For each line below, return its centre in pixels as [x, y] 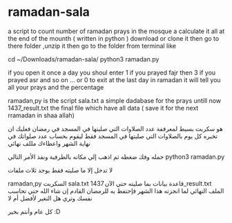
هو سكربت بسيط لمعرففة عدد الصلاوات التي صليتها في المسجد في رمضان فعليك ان [115, 128]
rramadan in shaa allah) [41, 115]
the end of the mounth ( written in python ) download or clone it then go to [114, 38]
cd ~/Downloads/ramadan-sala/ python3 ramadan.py [84, 59]
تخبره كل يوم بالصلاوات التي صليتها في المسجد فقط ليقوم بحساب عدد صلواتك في [113, 136]
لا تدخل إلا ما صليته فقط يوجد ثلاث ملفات [60, 170]
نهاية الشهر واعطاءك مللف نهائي [49, 143]
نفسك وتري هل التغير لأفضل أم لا [50, 198]
